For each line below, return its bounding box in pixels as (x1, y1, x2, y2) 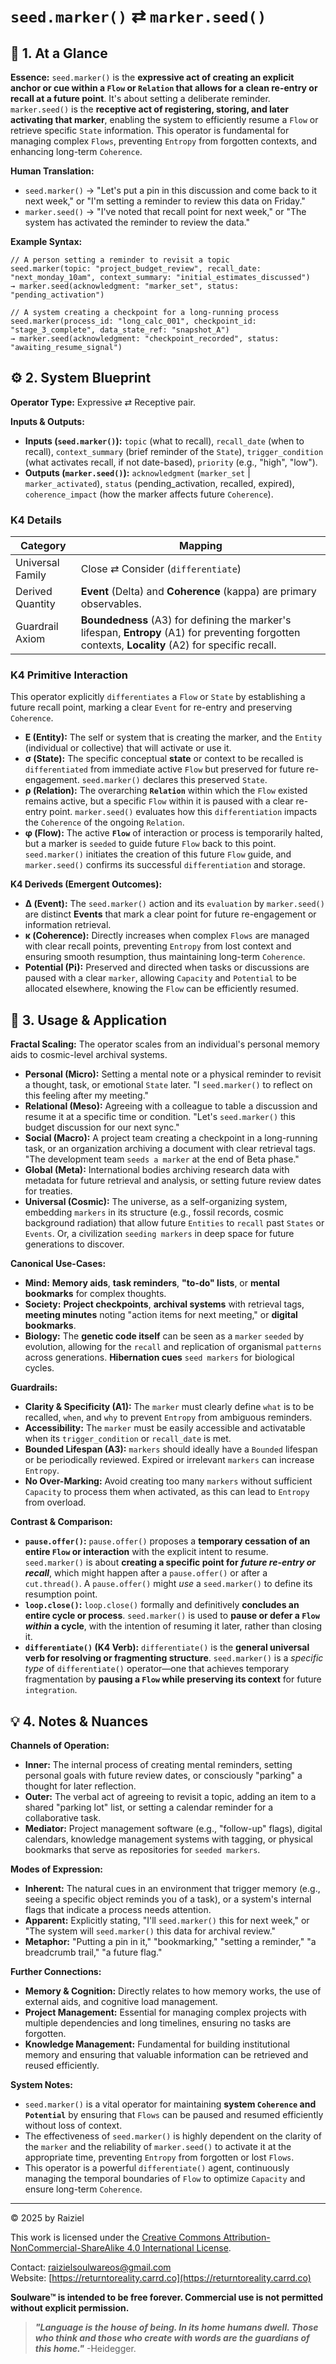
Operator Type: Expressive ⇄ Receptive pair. (10, 396, 196, 408)
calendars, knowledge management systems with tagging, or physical (24, 1833, 313, 1845)
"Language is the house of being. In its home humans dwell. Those (34, 2321, 319, 2334)
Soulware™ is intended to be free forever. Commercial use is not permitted (10, 2291, 324, 2304)
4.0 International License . (126, 2242, 232, 2254)
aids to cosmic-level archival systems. (10, 1049, 168, 1061)
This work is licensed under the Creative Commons (10, 2231, 222, 2244)
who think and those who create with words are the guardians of (34, 2332, 310, 2344)
